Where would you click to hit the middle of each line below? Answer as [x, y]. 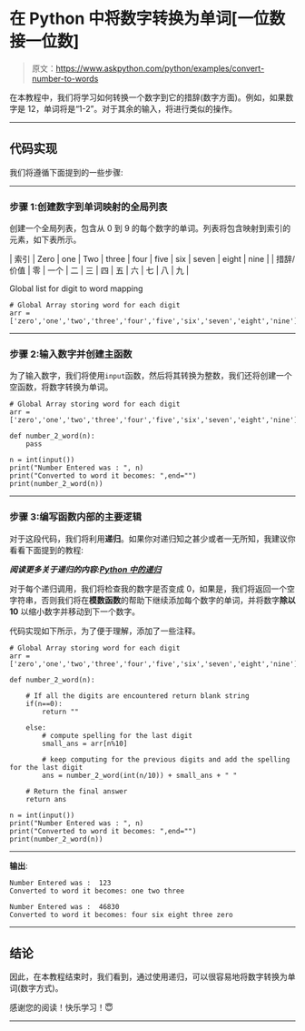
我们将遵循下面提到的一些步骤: [67, 172]
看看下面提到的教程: [47, 550]
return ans [46, 799]
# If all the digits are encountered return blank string [138, 696]
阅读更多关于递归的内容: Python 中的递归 [85, 569]
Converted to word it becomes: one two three [97, 891]
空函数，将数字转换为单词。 [61, 387]
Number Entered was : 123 [60, 883]
